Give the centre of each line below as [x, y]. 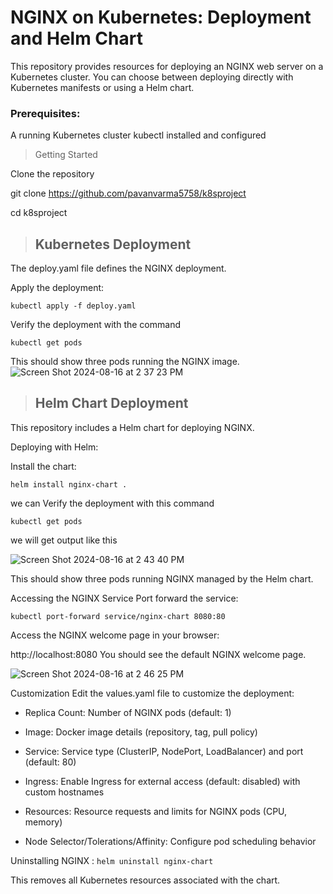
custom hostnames [64, 792]
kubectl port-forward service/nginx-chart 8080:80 [118, 616]
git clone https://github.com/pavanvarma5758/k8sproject [128, 193]
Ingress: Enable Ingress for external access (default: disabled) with [162, 781]
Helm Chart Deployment [111, 403]
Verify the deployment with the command [95, 325]
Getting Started [66, 155]
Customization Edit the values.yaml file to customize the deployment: [152, 693]
